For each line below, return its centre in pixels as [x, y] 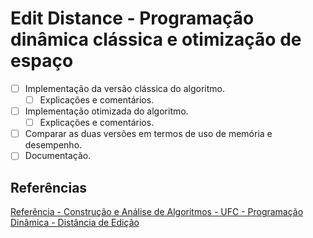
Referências [49, 187]
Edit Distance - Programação [132, 18]
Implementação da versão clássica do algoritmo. [125, 88]
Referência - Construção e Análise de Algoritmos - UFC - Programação [157, 212]
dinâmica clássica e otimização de [156, 39]
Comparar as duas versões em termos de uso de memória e [148, 134]
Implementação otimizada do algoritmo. [106, 111]
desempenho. [53, 145]
